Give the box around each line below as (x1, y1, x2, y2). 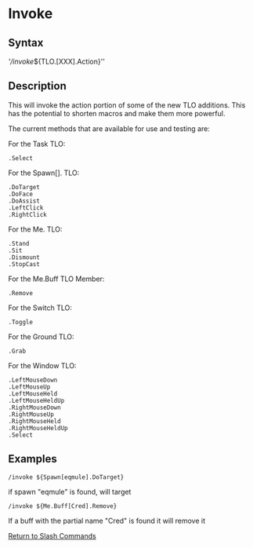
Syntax (8, 36, 44, 49)
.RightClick (8, 210, 47, 218)
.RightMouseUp (8, 410, 55, 418)
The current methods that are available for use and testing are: (8, 123, 210, 133)
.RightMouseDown (8, 404, 61, 411)
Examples (8, 452, 57, 466)
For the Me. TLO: (8, 225, 63, 234)
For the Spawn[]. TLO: (8, 168, 80, 177)
